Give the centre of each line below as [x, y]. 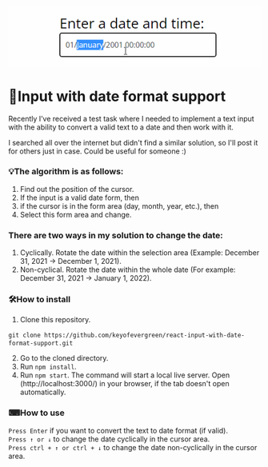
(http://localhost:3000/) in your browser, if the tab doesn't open [124, 384]
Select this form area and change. [76, 214]
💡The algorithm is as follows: [66, 172]
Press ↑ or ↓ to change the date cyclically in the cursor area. [109, 439]
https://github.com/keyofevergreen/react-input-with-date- [144, 335]
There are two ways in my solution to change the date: [116, 235]
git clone [25, 335]
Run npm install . [48, 367]
